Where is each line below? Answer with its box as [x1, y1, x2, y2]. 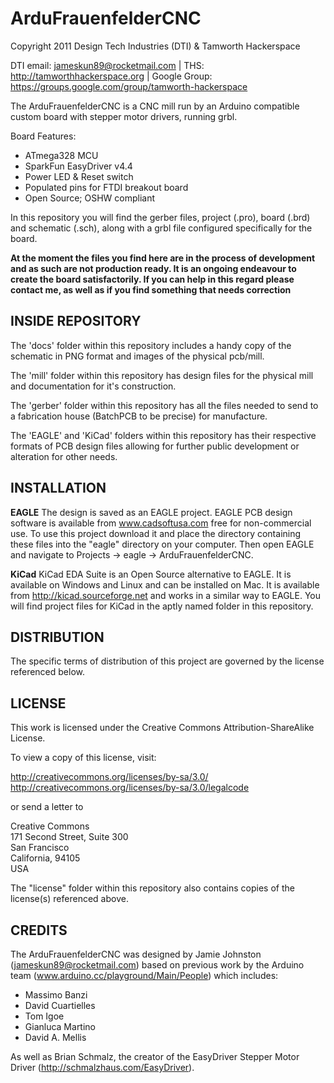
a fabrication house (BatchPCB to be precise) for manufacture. [10, 410, 268, 422]
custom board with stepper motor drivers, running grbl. [10, 110, 238, 122]
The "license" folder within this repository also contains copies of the [10, 882, 295, 894]
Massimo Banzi [24, 989, 88, 1001]
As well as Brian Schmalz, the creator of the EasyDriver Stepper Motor [10, 1051, 300, 1062]
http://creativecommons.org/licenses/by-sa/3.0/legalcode [10, 782, 250, 794]
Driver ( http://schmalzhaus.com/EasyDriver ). [10, 1062, 195, 1073]
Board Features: [10, 130, 77, 142]
